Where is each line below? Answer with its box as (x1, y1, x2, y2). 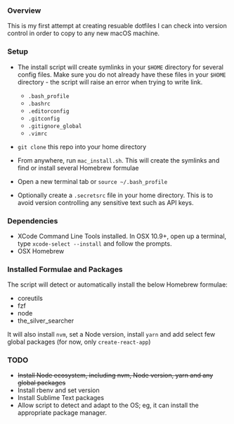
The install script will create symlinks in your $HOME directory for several (17, 63, 223, 71)
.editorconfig (27, 108, 70, 115)
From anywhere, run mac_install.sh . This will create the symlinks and (17, 156, 220, 164)
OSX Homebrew (17, 247, 65, 255)
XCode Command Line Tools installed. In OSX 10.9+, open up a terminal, (17, 232, 227, 240)
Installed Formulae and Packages (7, 264, 123, 274)
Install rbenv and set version (17, 386, 100, 394)
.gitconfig (27, 115, 60, 122)
